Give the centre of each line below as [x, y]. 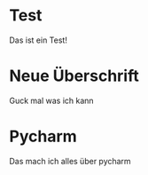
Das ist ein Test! [39, 40]
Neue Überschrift [74, 76]
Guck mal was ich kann [52, 100]
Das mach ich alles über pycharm [70, 161]
